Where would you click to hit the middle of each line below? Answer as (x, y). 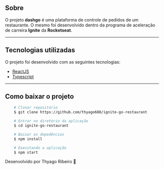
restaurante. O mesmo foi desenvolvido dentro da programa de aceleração (80, 25)
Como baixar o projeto (40, 96)
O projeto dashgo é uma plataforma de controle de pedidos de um (72, 20)
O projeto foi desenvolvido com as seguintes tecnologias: (63, 62)
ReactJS (20, 71)
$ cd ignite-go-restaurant (41, 126)
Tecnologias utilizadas (40, 50)
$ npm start (26, 152)
